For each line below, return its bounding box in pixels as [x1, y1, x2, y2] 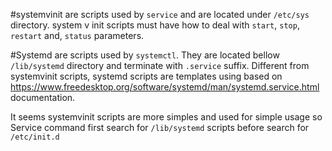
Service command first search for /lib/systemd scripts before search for [10, 122, 310, 133]
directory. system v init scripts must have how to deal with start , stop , [10, 19, 300, 31]
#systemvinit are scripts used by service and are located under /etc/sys [10, 9, 310, 20]
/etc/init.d [10, 132, 60, 142]
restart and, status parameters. [10, 30, 145, 41]
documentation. [10, 92, 76, 103]
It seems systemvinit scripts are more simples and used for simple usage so [10, 111, 323, 123]
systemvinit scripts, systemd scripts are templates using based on [10, 70, 283, 82]
